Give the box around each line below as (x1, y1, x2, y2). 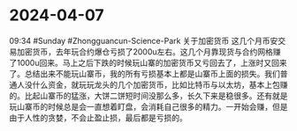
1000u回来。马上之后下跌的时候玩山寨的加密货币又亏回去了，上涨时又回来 (16, 57, 287, 68)
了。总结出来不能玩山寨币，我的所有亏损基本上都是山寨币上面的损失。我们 (9, 68, 280, 79)
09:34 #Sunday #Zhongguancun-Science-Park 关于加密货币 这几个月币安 (9, 35, 278, 46)
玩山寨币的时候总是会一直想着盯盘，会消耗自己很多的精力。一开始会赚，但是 (9, 101, 288, 112)
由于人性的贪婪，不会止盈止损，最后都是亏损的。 (9, 112, 187, 123)
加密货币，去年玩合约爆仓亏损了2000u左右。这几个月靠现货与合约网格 (16, 46, 274, 57)
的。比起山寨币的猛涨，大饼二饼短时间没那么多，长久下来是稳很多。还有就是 (9, 90, 288, 101)
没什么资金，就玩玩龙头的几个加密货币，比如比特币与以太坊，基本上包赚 (24, 79, 288, 90)
